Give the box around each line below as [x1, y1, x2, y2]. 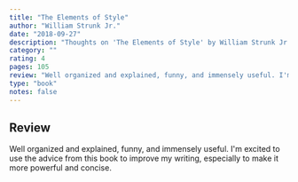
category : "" [9, 46, 58, 55]
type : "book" [9, 79, 58, 88]
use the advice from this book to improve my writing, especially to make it [9, 153, 279, 164]
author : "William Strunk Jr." [9, 21, 122, 30]
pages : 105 [9, 63, 50, 72]
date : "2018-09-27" [9, 29, 82, 38]
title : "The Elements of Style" [9, 12, 129, 22]
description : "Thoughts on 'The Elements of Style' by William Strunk [9, 37, 276, 47]
